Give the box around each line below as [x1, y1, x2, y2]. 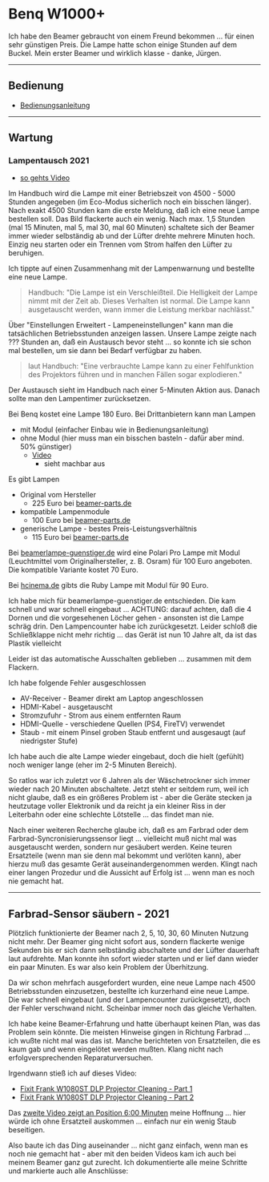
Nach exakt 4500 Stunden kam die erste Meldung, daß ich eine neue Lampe [8, 206, 260, 215]
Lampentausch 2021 [8, 155, 90, 167]
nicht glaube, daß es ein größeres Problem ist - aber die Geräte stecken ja [8, 793, 252, 802]
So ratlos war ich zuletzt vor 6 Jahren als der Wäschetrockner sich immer [8, 776, 251, 786]
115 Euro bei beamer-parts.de [31, 533, 130, 542]
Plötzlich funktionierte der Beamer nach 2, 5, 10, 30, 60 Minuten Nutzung [8, 928, 249, 938]
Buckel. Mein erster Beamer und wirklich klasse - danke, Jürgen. [8, 48, 222, 58]
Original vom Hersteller [19, 490, 96, 500]
